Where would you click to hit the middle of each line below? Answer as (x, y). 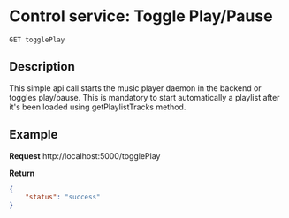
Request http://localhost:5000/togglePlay (85, 155)
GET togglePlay (37, 40)
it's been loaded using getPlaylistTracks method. (98, 107)
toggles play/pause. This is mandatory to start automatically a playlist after (144, 97)
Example (34, 135)
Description (42, 67)
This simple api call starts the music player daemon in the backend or (136, 88)
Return (22, 173)
